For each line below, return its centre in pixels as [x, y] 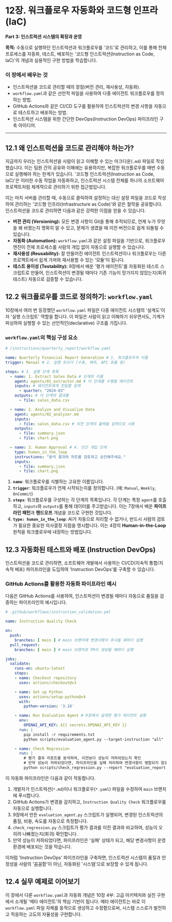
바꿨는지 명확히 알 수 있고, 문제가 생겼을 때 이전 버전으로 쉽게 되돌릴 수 [94, 228]
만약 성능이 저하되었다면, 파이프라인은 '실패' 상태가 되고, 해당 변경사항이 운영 [89, 840]
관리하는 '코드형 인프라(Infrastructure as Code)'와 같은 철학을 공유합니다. [89, 204]
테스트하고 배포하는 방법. [43, 113]
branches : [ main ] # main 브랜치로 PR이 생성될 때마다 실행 [74, 650]
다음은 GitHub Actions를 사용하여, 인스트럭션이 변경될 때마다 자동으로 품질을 [82, 596]
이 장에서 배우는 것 [27, 75]
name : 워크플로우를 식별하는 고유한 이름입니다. [58, 482]
